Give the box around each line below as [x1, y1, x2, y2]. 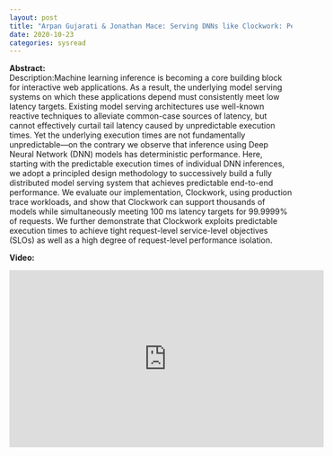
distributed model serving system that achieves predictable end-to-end [9, 177, 274, 189]
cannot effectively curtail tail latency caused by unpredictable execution [9, 121, 276, 131]
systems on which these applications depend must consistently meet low [9, 92, 280, 103]
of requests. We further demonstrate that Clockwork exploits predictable [9, 216, 278, 227]
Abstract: [9, 63, 46, 74]
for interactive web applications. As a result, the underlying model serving [9, 82, 283, 93]
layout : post [9, 13, 58, 22]
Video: [9, 253, 35, 264]
